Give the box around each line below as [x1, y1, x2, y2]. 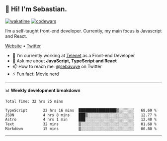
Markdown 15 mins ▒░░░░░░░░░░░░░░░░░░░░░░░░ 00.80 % [5, 127, 157, 132]
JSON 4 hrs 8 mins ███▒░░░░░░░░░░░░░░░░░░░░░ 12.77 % [5, 113, 157, 118]
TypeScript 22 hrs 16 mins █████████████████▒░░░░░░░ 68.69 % [5, 108, 157, 113]
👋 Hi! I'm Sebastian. [5, 5, 67, 13]
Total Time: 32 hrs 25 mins [5, 99, 64, 104]
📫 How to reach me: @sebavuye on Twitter [12, 63, 102, 69]
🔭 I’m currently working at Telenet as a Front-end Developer [12, 52, 135, 58]
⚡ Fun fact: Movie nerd [12, 71, 59, 77]
